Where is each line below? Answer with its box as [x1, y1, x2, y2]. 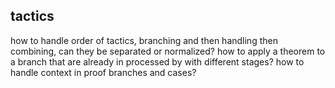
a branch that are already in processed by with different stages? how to [10, 55, 305, 68]
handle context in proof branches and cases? [10, 66, 197, 78]
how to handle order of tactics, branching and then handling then [10, 34, 278, 46]
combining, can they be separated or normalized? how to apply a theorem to [10, 45, 326, 57]
